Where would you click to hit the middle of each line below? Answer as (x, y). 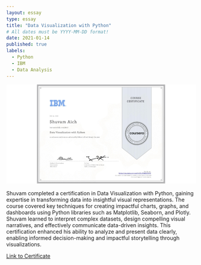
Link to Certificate (28, 256)
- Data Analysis (32, 70)
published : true (26, 44)
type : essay (21, 19)
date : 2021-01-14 (28, 38)
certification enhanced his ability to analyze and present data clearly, (92, 231)
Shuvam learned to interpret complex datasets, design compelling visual (96, 219)
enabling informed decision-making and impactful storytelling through (93, 238)
